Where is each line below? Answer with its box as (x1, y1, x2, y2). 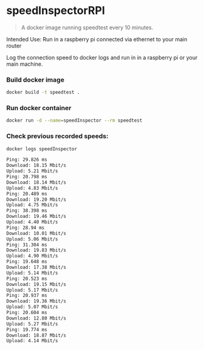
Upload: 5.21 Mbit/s (6, 168, 59, 174)
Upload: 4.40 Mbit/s (6, 219, 59, 225)
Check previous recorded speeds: (6, 132, 109, 141)
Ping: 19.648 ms (6, 259, 47, 265)
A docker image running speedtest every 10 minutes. (21, 24, 154, 31)
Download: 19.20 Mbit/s (6, 196, 67, 203)
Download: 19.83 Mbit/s (6, 247, 67, 253)
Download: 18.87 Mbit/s (6, 332, 67, 338)
